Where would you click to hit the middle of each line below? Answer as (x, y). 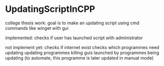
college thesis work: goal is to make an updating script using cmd (72, 23)
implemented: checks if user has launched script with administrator (74, 38)
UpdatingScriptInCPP (50, 9)
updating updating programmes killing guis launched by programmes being (82, 53)
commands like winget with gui (37, 28)
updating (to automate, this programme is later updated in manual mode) (80, 58)
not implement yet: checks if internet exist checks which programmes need (82, 47)
